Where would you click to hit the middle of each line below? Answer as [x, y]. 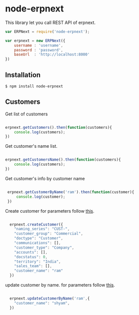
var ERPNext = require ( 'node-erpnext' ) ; [48, 31]
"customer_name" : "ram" [39, 271]
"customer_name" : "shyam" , [42, 303]
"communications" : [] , [37, 243]
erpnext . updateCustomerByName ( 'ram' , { [50, 299]
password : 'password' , [39, 50]
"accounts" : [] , [31, 252]
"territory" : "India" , [37, 262]
